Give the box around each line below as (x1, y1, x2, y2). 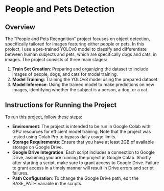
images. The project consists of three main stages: (5, 57, 108, 62)
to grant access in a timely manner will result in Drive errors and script (12, 165, 154, 170)
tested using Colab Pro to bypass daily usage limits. (12, 133, 117, 140)
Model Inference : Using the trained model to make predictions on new (12, 82, 154, 87)
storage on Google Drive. (12, 144, 63, 150)
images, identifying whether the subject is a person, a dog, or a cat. (12, 87, 149, 92)
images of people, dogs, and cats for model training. (12, 71, 118, 77)
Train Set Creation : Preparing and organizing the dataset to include (12, 66, 148, 72)
